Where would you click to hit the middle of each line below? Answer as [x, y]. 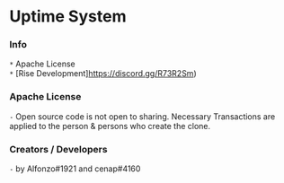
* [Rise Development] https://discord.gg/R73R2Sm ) [103, 74]
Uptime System [68, 17]
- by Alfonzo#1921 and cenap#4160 [75, 169]
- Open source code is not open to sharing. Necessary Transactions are [142, 116]
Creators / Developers [58, 149]
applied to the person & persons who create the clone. [110, 126]
